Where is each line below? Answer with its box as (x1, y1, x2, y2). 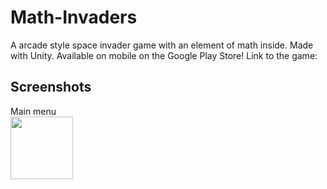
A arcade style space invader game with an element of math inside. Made (10, 39, 314, 51)
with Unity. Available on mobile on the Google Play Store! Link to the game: (10, 49, 318, 61)
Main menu (10, 105, 57, 117)
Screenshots (10, 79, 92, 96)
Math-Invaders (10, 6, 138, 29)
